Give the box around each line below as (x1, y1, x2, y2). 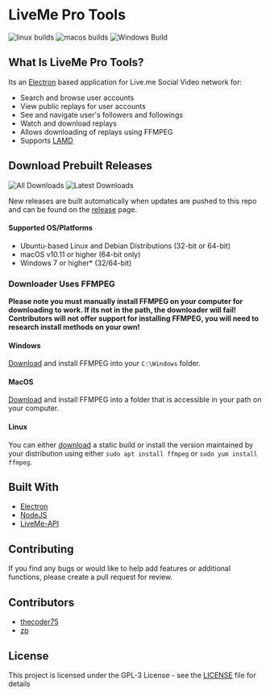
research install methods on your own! (8, 323, 140, 332)
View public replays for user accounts (19, 101, 147, 110)
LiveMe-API (19, 518, 59, 529)
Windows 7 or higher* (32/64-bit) (19, 258, 132, 268)
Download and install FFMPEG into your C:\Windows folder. (8, 359, 201, 368)
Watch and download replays (19, 119, 117, 128)
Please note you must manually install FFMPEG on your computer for (8, 297, 243, 306)
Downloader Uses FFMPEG (8, 278, 115, 289)
